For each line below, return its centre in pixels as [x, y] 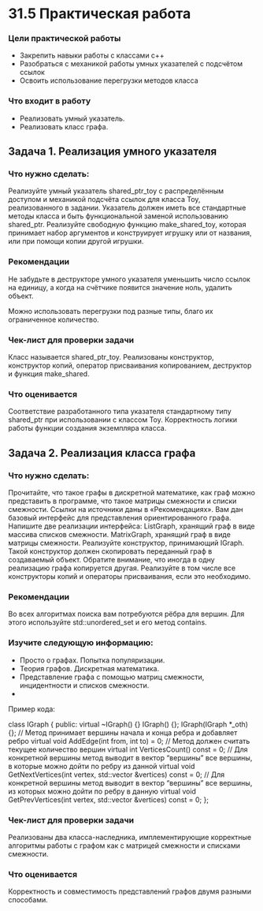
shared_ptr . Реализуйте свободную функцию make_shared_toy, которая [127, 225]
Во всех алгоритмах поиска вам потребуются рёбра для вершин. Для [126, 614]
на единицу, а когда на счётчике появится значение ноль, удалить [120, 287]
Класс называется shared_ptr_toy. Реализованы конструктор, [111, 357]
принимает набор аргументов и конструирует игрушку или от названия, [130, 233]
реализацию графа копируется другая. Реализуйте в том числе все [122, 568]
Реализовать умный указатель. [72, 118]
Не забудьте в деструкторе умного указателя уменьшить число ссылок [129, 279]
